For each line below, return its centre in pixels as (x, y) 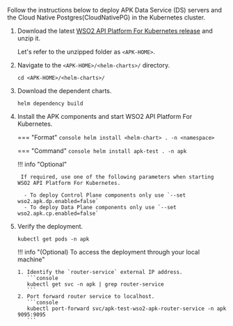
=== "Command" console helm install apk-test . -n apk (102, 151)
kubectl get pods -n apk (53, 239)
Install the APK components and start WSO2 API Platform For (105, 116)
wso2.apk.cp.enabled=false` (58, 213)
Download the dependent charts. (64, 91)
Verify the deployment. (50, 226)
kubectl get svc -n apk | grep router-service (96, 284)
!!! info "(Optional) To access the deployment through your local (109, 252)
